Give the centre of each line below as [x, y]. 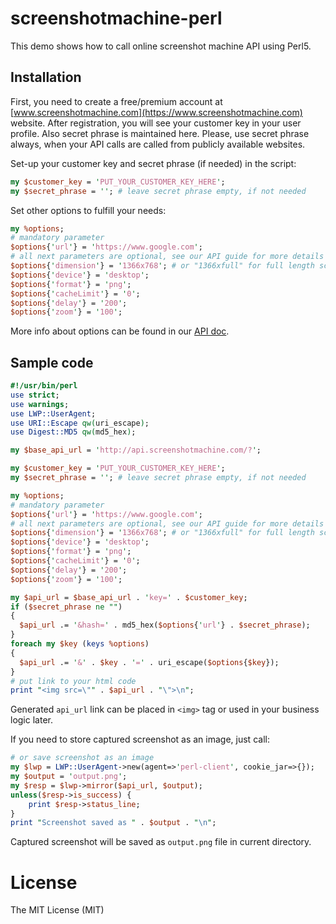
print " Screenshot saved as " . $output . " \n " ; [113, 823]
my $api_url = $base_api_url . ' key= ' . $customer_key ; [129, 597]
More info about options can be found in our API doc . [120, 331]
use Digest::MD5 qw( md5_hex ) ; [73, 432]
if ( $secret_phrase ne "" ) [66, 607]
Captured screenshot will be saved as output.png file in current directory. [161, 842]
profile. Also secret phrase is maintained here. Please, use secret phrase [160, 133]
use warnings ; [40, 404]
